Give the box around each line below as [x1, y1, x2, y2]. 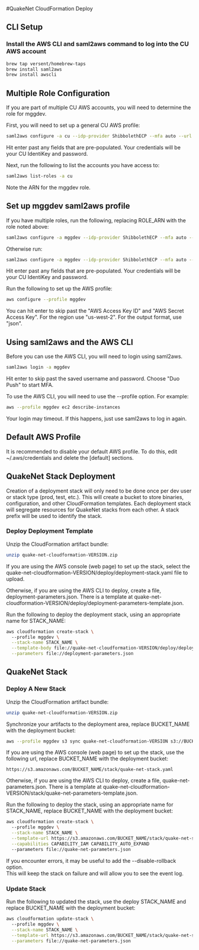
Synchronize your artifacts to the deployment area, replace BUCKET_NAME [6, 720, 190, 728]
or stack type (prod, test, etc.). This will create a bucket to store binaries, [6, 493, 184, 500]
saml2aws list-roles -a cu [6, 173, 73, 179]
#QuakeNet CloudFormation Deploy [6, 5, 93, 12]
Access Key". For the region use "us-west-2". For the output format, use [6, 314, 182, 321]
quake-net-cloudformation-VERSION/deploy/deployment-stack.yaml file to [6, 569, 188, 576]
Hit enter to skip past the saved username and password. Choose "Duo [6, 375, 180, 382]
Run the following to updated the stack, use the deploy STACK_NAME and [6, 898, 187, 906]
